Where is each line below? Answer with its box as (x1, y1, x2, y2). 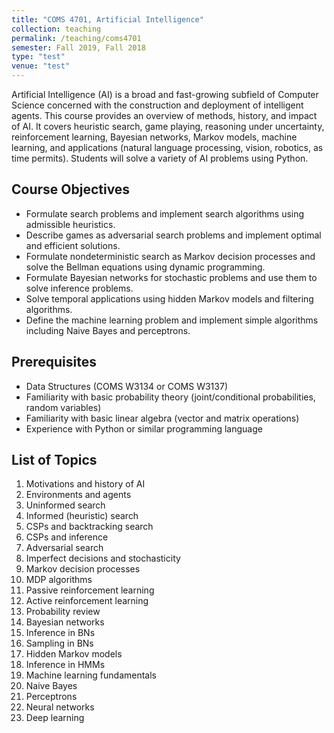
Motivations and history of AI (25, 478, 146, 490)
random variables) (25, 401, 102, 413)
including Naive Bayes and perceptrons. (25, 324, 191, 336)
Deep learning (25, 712, 85, 724)
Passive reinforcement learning (25, 584, 155, 596)
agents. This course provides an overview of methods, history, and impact (11, 110, 318, 121)
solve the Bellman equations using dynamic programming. (25, 261, 266, 273)
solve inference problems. (25, 282, 134, 294)
